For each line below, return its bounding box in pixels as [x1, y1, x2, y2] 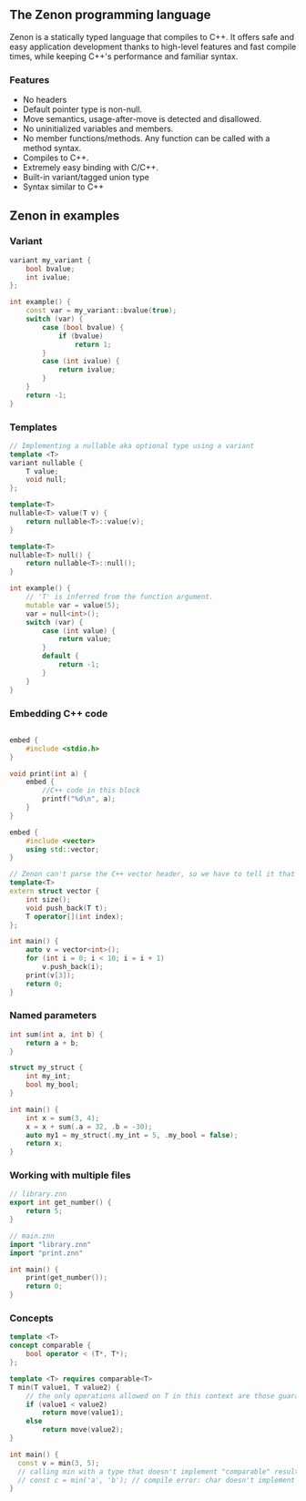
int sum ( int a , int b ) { [9, 1029, 104, 1039]
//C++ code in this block [42, 786, 141, 795]
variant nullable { [9, 458, 84, 467]
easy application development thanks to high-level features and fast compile [9, 41, 297, 52]
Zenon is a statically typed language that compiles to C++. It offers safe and [9, 31, 294, 42]
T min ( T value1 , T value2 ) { [9, 1383, 120, 1392]
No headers [22, 95, 67, 106]
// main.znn [9, 1231, 55, 1241]
